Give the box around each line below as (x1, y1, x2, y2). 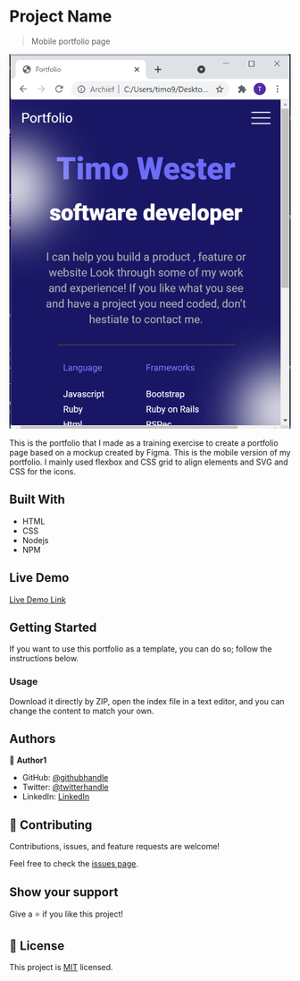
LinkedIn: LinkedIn (21, 791, 90, 802)
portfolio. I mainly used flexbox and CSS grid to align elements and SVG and (9, 456, 288, 467)
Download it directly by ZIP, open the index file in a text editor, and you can (9, 695, 285, 706)
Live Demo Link (9, 593, 67, 605)
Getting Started (9, 619, 97, 635)
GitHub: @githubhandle (21, 772, 109, 783)
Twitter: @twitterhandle (21, 781, 109, 793)
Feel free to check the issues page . (9, 858, 138, 869)
